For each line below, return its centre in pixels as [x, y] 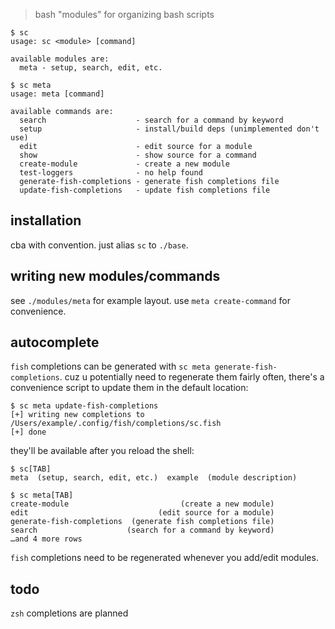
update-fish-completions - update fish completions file [145, 190]
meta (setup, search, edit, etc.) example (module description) [154, 478]
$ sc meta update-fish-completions [84, 406]
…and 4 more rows [46, 539]
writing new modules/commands [115, 276]
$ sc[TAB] [31, 469]
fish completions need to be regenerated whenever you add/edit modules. [164, 558]
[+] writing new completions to [77, 415]
